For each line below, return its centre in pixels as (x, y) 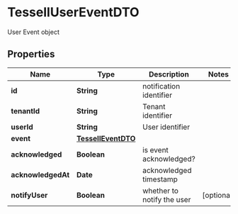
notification (161, 86)
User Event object (34, 32)
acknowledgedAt (40, 174)
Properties (31, 54)
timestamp (160, 179)
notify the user (167, 199)
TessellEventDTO (106, 138)
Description (169, 74)
